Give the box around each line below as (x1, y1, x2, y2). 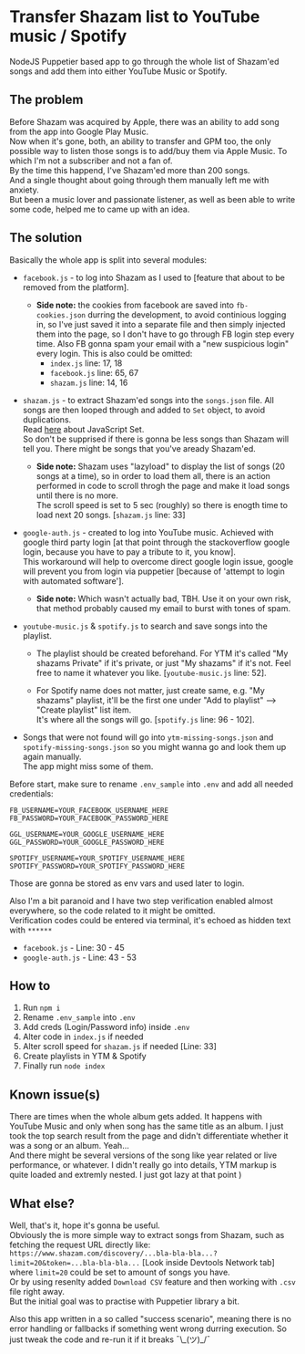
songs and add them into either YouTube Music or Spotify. (9, 66, 228, 77)
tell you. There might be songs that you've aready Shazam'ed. (22, 443, 257, 453)
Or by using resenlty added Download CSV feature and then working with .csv (9, 1276, 296, 1287)
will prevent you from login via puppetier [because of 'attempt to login (22, 566, 285, 577)
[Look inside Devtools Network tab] (142, 1257, 275, 1267)
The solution (9, 230, 83, 245)
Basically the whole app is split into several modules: (9, 254, 208, 266)
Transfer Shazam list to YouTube (9, 6, 260, 27)
